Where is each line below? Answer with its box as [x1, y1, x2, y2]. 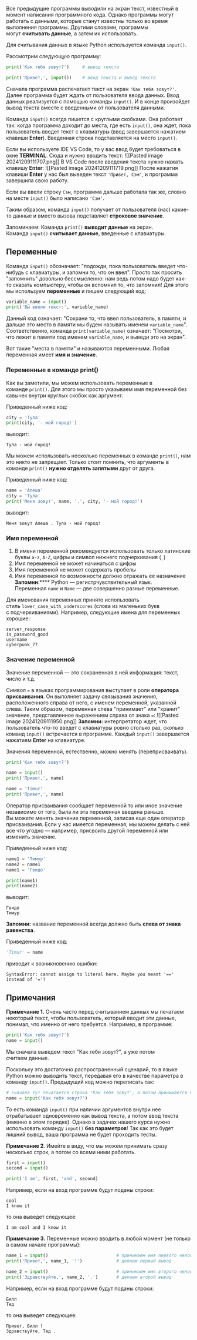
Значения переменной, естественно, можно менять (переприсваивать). [6, 748, 188, 755]
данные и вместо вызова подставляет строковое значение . [12, 212, 164, 219]
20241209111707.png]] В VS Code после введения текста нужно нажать [6, 158, 184, 165]
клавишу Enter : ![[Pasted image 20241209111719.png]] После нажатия [6, 164, 178, 171]
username [6, 637, 28, 643]
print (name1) [6, 877, 38, 884]
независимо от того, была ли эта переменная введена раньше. [6, 808, 165, 815]
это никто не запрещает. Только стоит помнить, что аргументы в [6, 459, 169, 466]
